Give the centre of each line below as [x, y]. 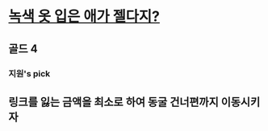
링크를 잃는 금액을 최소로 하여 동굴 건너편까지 [114, 102]
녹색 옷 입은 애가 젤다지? [84, 16]
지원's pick [29, 73]
